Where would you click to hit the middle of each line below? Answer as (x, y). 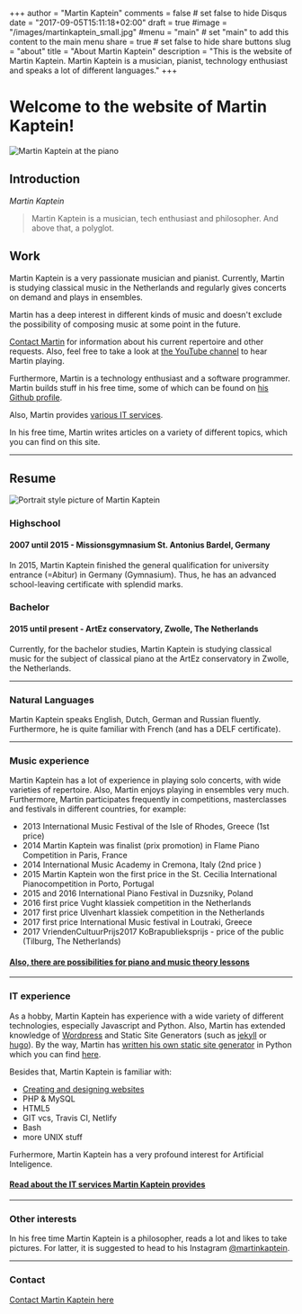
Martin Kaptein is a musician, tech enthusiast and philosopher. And (155, 218)
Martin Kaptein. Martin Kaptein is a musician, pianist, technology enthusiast (149, 61)
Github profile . (36, 397)
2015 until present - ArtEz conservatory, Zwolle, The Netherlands (134, 629)
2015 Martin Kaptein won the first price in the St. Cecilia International (149, 874)
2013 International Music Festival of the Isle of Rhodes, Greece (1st (146, 827)
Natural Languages (52, 700)
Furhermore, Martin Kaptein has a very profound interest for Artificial (137, 1154)
